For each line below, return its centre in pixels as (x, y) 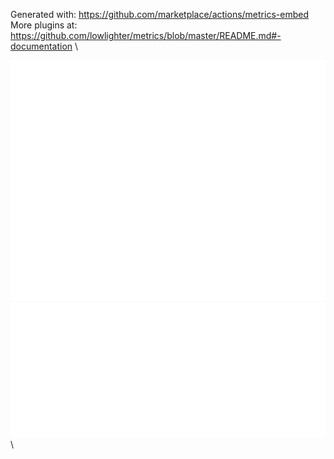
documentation (41, 46)
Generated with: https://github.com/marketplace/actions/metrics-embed (159, 14)
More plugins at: (44, 25)
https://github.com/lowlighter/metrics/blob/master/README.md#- (146, 35)
